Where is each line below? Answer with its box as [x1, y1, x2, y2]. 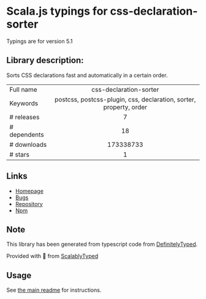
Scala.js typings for [6, 4, 108, 18]
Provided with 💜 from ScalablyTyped [6, 253, 99, 260]
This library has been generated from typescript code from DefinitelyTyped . [6, 240, 198, 248]
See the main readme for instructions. [6, 286, 102, 294]
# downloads [9, 140, 47, 149]
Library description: [6, 55, 84, 65]
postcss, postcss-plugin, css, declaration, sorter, [54, 95, 196, 103]
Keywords [9, 99, 39, 108]
